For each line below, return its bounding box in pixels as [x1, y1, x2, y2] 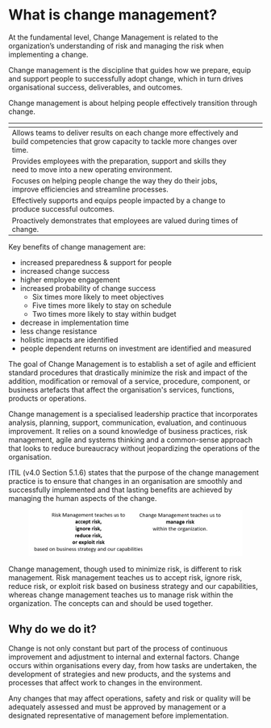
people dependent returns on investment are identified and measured [19, 343, 252, 353]
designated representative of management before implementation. [8, 710, 229, 720]
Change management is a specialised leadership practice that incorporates [8, 410, 258, 419]
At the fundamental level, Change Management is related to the [8, 32, 219, 42]
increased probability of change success [19, 284, 156, 293]
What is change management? [8, 6, 218, 24]
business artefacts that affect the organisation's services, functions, [8, 385, 236, 395]
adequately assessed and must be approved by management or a [8, 701, 227, 712]
